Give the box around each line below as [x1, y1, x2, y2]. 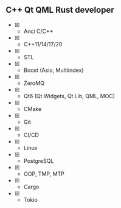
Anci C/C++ [23, 27, 54, 35]
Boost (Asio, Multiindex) [23, 66, 84, 74]
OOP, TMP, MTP [23, 170, 65, 178]
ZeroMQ [23, 79, 45, 87]
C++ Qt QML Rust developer [5, 5, 114, 15]
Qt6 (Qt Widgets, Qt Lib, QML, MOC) [23, 92, 116, 99]
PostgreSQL [23, 157, 54, 164]
